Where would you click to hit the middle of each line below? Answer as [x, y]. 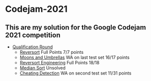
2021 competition [33, 35]
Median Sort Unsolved [43, 68]
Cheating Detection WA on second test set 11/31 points [75, 73]
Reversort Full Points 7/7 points [51, 52]
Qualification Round [33, 47]
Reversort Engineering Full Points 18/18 [60, 62]
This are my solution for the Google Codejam [76, 27]
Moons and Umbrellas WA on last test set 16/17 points [75, 57]
